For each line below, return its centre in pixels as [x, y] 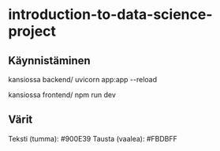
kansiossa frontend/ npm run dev [62, 95]
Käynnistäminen [49, 60]
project [32, 31]
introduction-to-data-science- [110, 15]
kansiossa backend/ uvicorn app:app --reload [83, 79]
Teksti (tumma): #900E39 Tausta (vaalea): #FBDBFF [93, 138]
